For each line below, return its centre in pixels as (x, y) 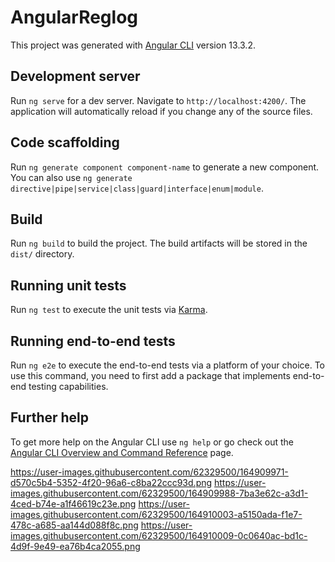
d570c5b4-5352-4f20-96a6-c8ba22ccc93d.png (111, 482)
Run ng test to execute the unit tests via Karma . (109, 310)
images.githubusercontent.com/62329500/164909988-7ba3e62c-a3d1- (159, 493)
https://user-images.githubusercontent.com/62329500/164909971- (149, 472)
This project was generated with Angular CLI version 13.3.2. (133, 45)
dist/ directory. (42, 254)
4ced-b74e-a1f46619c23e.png (73, 503)
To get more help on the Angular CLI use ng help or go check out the (152, 442)
